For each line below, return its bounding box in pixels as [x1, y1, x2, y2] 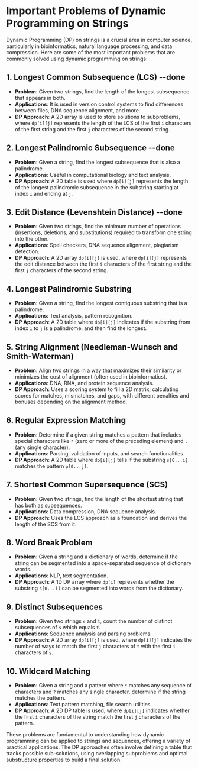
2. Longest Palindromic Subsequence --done [6, 143, 176, 153]
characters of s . [14, 649, 53, 656]
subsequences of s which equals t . [14, 624, 101, 631]
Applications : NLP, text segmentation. [14, 572, 108, 579]
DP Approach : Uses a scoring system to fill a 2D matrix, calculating [14, 386, 179, 393]
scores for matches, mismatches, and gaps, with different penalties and [14, 392, 190, 399]
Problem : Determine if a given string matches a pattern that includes [14, 431, 182, 438]
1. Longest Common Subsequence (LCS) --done [6, 72, 186, 82]
